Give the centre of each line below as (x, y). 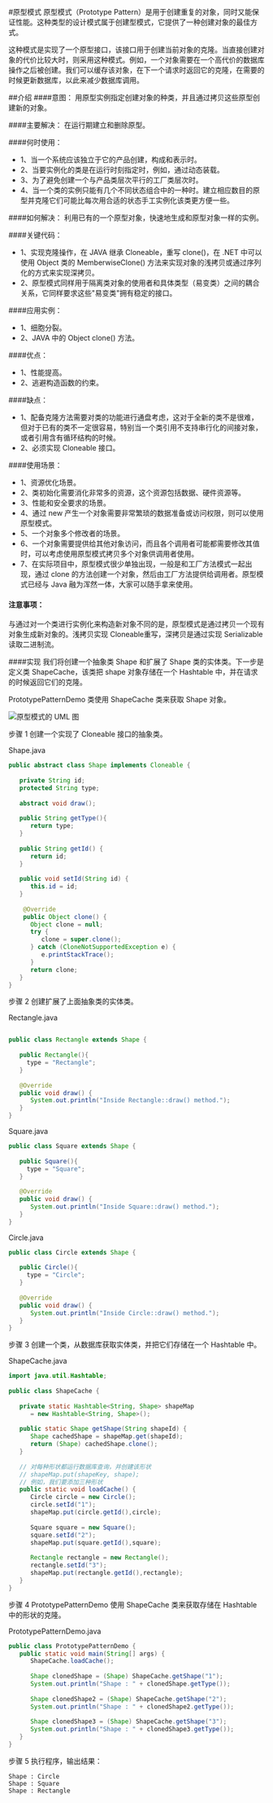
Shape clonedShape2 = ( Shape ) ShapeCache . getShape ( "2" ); (128, 1699)
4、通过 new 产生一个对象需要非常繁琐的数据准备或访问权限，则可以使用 (142, 513)
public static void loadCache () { (78, 1489)
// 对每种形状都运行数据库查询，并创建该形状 (85, 1467)
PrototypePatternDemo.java (55, 1631)
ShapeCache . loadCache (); (72, 1661)
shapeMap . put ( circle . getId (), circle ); (95, 1513)
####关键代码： (35, 235)
